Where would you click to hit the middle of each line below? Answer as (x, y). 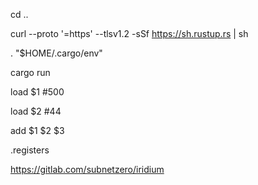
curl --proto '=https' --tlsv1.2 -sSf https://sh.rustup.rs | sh (129, 33)
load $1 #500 (37, 92)
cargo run (30, 72)
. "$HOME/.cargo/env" (56, 53)
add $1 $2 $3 (37, 130)
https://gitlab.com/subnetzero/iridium (87, 169)
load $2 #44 (36, 111)
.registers (30, 150)
